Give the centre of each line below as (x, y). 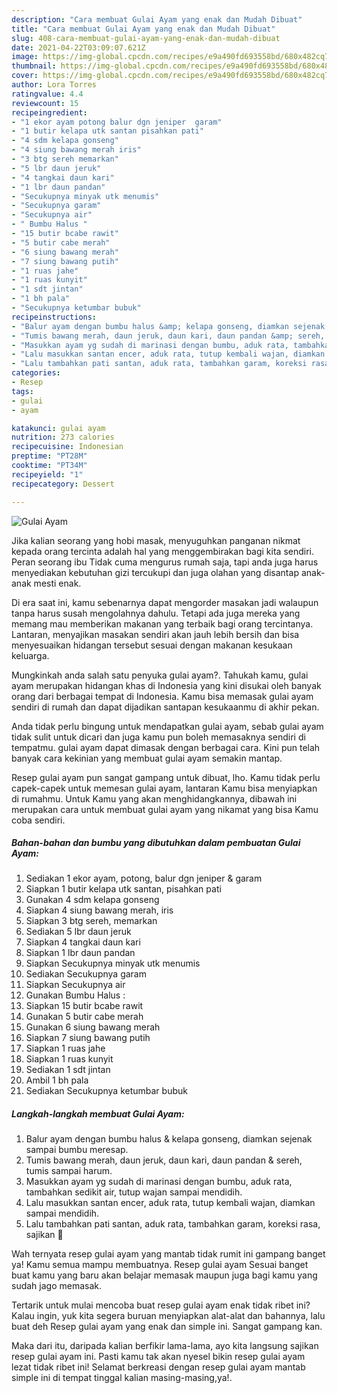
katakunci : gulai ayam (58, 428)
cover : (25, 76)
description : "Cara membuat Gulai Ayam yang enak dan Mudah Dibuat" (157, 19)
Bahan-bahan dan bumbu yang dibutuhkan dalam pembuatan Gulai (156, 843)
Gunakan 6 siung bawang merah (93, 1027)
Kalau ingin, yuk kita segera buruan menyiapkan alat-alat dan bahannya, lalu (168, 1316)
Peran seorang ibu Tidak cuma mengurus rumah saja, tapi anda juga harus (165, 562)
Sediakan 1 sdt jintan (68, 1070)
